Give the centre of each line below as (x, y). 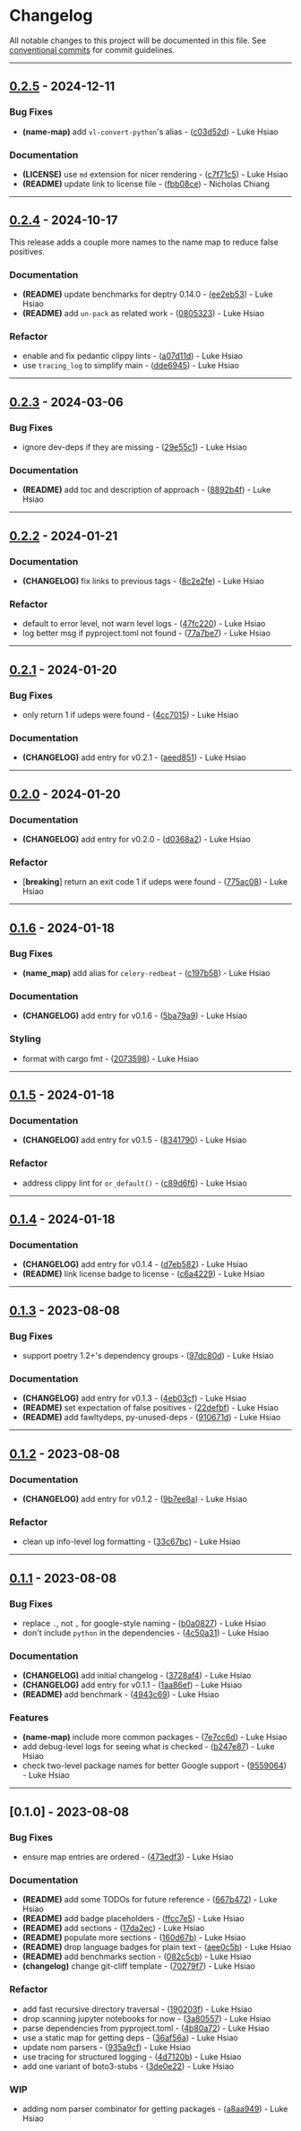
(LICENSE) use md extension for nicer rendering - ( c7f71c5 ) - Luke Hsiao (155, 174)
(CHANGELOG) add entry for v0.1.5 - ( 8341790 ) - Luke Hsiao (134, 1140)
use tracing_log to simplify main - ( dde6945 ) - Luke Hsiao (131, 366)
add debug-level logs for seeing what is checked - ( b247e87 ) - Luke (148, 1747)
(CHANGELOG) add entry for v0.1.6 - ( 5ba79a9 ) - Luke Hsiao (135, 1016)
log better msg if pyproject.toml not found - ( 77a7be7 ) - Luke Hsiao (146, 634)
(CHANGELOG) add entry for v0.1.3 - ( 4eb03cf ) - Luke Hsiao (134, 1398)
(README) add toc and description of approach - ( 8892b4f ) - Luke (146, 490)
